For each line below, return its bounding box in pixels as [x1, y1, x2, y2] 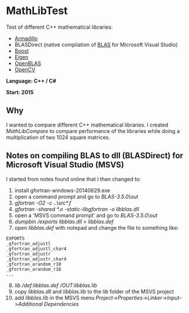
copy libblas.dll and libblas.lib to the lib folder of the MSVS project [14, 288, 174, 295]
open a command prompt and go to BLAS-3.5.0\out [14, 193, 139, 200]
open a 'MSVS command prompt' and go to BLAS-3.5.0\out [14, 212, 158, 219]
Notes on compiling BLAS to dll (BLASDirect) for [6, 151, 183, 161]
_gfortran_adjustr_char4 [6, 256, 67, 262]
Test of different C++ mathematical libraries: [6, 23, 113, 30]
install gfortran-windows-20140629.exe [14, 186, 111, 194]
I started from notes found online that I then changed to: [6, 175, 142, 182]
